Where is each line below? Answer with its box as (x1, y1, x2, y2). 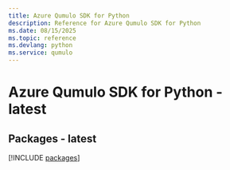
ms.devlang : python (8, 42, 73, 49)
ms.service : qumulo (8, 49, 73, 57)
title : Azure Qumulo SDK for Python (8, 11, 130, 20)
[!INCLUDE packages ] (8, 153, 80, 162)
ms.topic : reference (8, 34, 77, 42)
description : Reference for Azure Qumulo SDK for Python (8, 19, 201, 27)
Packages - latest (8, 132, 97, 145)
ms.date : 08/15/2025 (8, 26, 77, 34)
